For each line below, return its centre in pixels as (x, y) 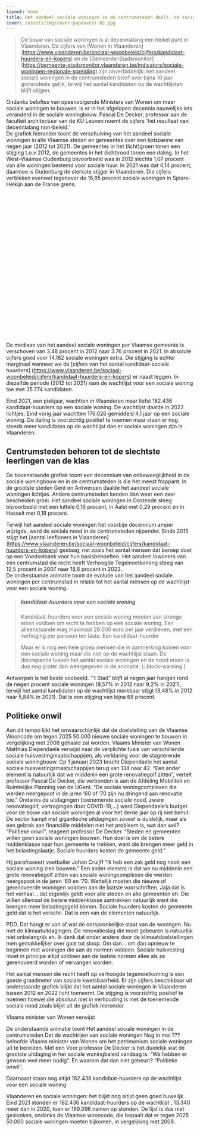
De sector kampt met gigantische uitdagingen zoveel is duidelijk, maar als (96, 818)
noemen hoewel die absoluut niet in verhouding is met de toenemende (93, 999)
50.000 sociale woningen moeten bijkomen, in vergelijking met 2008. (91, 1121)
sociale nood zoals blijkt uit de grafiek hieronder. (66, 1005)
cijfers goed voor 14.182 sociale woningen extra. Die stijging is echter (91, 358)
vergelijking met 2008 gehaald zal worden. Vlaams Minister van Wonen (93, 743)
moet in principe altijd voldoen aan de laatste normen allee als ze (86, 956)
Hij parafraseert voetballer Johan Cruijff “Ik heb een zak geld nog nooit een (99, 862)
